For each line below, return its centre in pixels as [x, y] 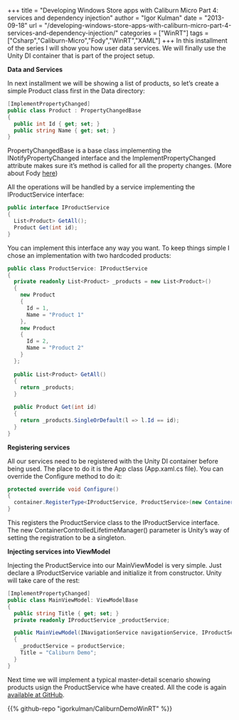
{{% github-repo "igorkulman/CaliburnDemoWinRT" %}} [90, 709]
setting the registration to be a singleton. [67, 538]
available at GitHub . [36, 694]
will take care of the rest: [44, 580]
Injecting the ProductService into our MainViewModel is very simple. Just [115, 565]
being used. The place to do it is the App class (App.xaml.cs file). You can [116, 469]
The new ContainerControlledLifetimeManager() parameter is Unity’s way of [118, 530]
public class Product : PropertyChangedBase [74, 110]
